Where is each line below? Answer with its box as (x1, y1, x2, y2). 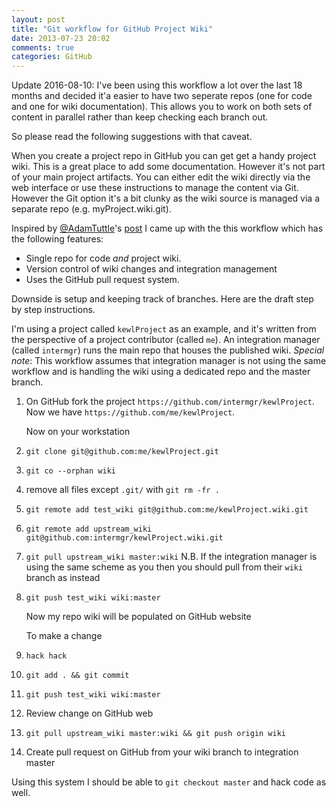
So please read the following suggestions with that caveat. (11, 131, 253, 143)
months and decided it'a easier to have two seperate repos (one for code (11, 90, 313, 102)
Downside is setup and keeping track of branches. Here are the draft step (11, 293, 314, 305)
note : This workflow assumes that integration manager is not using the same (11, 355, 327, 367)
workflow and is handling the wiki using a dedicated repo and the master (11, 366, 311, 378)
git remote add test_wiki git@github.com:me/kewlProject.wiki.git (25, 505, 309, 515)
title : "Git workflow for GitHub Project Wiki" (11, 24, 214, 34)
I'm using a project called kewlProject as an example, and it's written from (11, 323, 317, 335)
